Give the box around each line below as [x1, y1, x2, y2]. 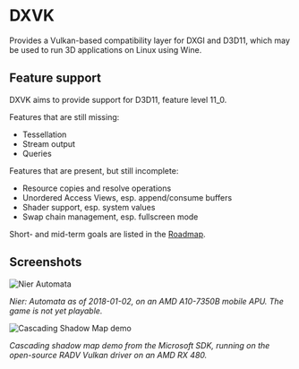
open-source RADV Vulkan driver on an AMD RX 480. [9, 349, 208, 360]
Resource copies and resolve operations [21, 183, 172, 193]
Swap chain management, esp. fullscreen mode [21, 211, 199, 222]
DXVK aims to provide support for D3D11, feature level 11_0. [9, 94, 227, 105]
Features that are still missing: [9, 111, 120, 122]
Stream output [21, 138, 76, 149]
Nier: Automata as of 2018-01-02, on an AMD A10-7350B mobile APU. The [9, 296, 284, 306]
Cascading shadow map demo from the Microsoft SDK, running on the [9, 339, 270, 350]
